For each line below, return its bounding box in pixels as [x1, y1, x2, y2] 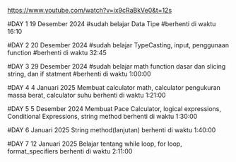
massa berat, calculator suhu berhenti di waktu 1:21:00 [7, 91, 166, 99]
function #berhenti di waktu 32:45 [7, 49, 107, 57]
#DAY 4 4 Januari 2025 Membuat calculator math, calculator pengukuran [7, 83, 221, 91]
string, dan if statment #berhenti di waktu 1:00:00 [7, 70, 151, 78]
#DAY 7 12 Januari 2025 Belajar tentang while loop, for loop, [7, 139, 182, 148]
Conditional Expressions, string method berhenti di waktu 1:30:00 [7, 112, 198, 120]
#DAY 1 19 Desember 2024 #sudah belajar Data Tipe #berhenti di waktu [7, 20, 216, 28]
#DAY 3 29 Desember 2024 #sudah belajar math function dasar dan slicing [7, 62, 226, 70]
